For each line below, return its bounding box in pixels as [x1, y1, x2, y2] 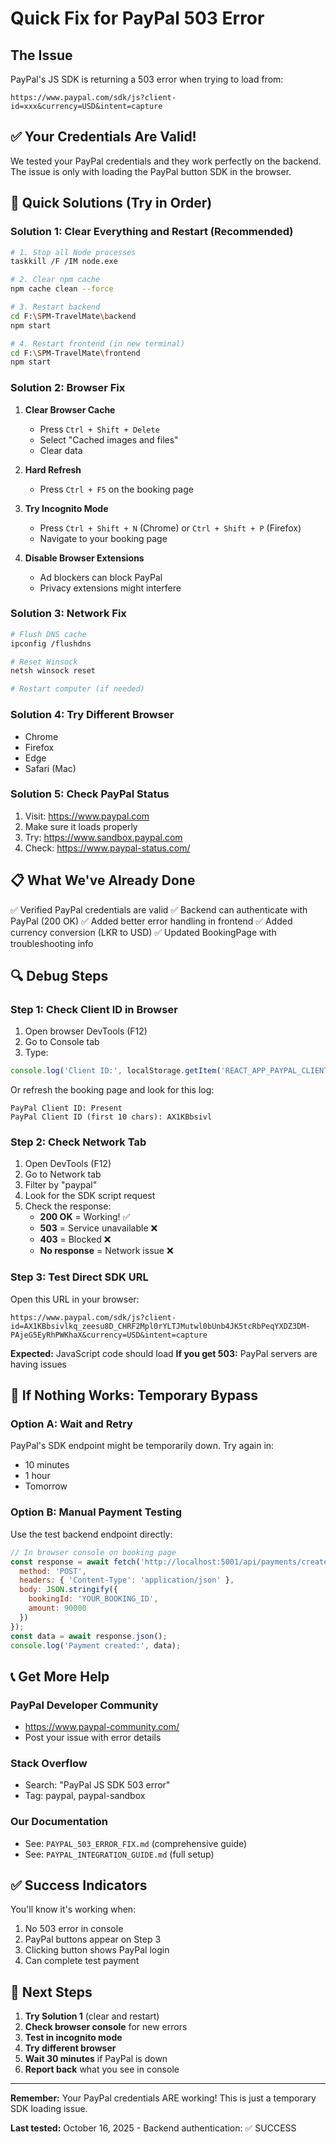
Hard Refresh [24, 463, 82, 476]
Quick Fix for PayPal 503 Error [10, 7, 265, 30]
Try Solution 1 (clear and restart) [24, 2010, 160, 2022]
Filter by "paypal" [24, 1179, 98, 1191]
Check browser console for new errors [24, 2021, 188, 2033]
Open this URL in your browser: [10, 1293, 140, 1305]
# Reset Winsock [10, 657, 78, 667]
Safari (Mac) [24, 762, 77, 774]
